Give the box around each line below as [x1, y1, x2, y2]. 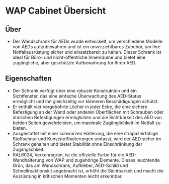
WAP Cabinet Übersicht [5, 5, 106, 17]
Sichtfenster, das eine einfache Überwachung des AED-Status [12, 93, 142, 99]
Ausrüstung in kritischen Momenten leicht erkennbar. [12, 173, 123, 179]
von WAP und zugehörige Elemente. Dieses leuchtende [45, 157, 160, 163]
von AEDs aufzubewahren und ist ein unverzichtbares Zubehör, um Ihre [12, 44, 161, 50]
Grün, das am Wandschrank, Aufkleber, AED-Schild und [12, 162, 128, 168]
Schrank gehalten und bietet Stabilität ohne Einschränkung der [12, 141, 142, 147]
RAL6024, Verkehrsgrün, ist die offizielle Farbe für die [12, 151, 125, 158]
